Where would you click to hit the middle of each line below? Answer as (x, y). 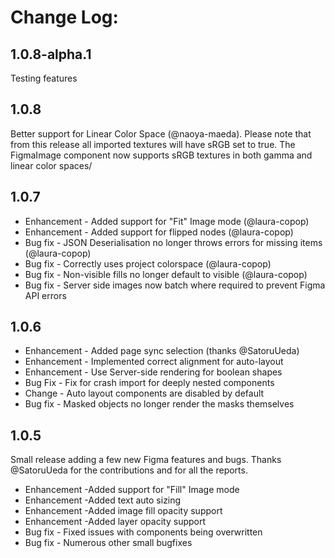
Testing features (44, 78)
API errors (45, 295)
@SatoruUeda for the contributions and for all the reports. (129, 470)
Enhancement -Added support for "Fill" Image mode (132, 490)
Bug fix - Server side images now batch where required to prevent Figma (175, 285)
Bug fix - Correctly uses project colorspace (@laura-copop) (148, 263)
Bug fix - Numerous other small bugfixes (108, 543)
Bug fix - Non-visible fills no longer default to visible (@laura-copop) (166, 274)
